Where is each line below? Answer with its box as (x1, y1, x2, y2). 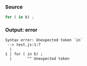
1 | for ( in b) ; (5, 52, 43, 57)
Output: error (5, 26, 38, 33)
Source (5, 3, 23, 10)
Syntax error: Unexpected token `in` (5, 38, 83, 43)
